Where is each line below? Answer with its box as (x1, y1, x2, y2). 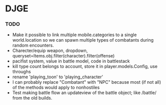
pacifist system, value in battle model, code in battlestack (12, 58, 130, 64)
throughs (12, 69, 31, 75)
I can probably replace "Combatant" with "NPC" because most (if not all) (12, 79, 161, 85)
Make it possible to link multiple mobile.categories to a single (12, 32, 137, 38)
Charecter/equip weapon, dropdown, (12, 48, 88, 53)
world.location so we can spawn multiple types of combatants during (12, 37, 154, 43)
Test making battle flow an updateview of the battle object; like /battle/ (12, 90, 157, 96)
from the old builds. (12, 95, 53, 101)
